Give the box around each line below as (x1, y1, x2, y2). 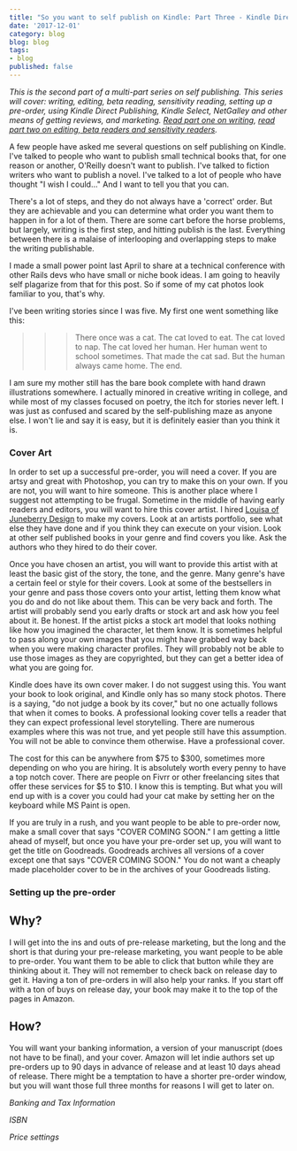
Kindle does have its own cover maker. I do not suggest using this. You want (9, 679, 286, 690)
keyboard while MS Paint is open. (9, 800, 131, 810)
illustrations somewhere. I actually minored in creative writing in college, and (9, 387, 288, 397)
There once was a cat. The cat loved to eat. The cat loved (74, 332, 286, 342)
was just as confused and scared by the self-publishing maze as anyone (9, 405, 272, 416)
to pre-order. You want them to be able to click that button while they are (9, 955, 274, 966)
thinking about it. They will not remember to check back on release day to (9, 965, 278, 976)
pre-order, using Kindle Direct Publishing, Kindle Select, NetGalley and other (9, 105, 287, 116)
